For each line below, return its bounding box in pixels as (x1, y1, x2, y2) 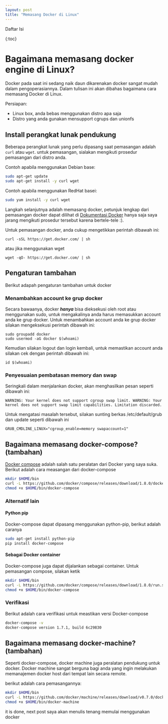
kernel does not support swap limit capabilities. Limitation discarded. (5, 402, 162, 407)
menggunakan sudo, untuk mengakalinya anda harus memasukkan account (5, 311, 161, 317)
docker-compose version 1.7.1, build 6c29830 (5, 625, 101, 630)
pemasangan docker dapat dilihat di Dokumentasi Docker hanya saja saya (5, 212, 157, 218)
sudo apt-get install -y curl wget (5, 179, 79, 184)
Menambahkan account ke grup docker (5, 294, 103, 301)
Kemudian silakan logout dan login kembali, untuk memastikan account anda (5, 345, 163, 351)
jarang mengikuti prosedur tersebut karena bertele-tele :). (5, 217, 124, 223)
